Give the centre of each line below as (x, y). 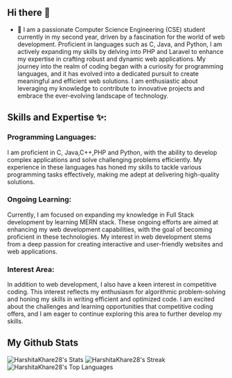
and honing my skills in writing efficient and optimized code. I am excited (111, 299)
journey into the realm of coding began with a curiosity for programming (120, 66)
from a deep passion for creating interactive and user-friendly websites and (115, 244)
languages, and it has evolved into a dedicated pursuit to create (108, 73)
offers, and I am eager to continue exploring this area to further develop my (115, 314)
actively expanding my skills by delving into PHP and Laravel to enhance (120, 51)
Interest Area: (31, 269)
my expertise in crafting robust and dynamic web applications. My (111, 59)
